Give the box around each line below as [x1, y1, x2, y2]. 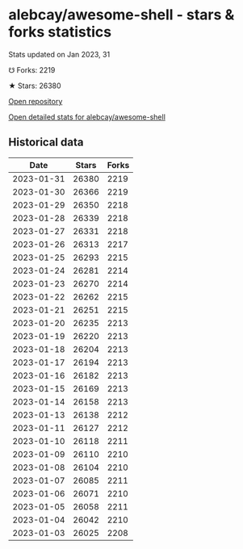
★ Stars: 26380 [8, 81, 62, 90]
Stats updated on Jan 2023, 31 [8, 49, 111, 59]
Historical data [8, 136, 84, 149]
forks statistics [8, 23, 111, 41]
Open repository [8, 96, 63, 106]
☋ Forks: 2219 [8, 65, 56, 74]
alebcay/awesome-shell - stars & [8, 6, 235, 24]
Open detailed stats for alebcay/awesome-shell [8, 111, 165, 122]
